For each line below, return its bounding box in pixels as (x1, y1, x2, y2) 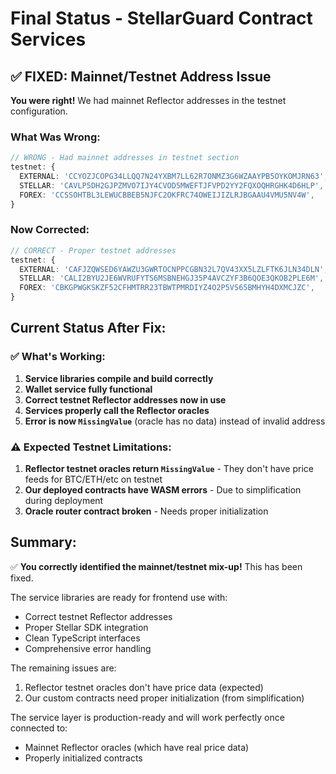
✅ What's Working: (10, 350, 106, 364)
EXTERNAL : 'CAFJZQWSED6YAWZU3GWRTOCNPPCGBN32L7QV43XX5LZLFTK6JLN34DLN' (19, 264, 325, 274)
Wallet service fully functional (24, 383, 153, 395)
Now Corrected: (10, 223, 90, 237)
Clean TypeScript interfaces (24, 632, 141, 644)
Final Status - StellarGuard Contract (10, 7, 313, 30)
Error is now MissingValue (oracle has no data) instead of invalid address (24, 415, 326, 427)
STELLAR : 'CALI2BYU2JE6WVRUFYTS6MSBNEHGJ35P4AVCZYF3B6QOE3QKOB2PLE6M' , (19, 273, 325, 284)
